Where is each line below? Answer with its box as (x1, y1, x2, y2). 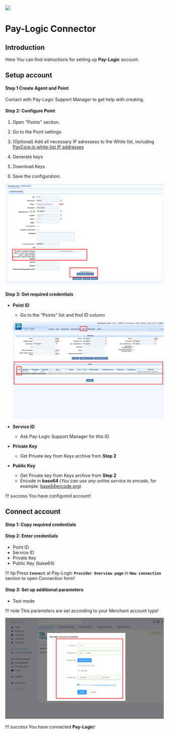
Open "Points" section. (12, 119, 60, 125)
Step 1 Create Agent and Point (5, 85, 69, 91)
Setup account (5, 71, 52, 80)
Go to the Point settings (12, 128, 62, 135)
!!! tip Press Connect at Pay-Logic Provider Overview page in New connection (5, 570, 161, 576)
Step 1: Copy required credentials (5, 521, 76, 528)
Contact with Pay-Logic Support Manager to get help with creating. (5, 96, 144, 102)
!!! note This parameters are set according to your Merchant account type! (5, 608, 159, 614)
